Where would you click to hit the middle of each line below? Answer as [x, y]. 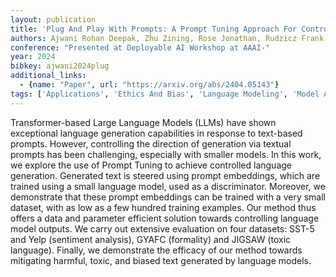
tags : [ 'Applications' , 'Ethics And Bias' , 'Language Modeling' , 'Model [165, 94]
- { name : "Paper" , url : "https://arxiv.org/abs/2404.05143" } [149, 85]
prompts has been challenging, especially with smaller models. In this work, [166, 154]
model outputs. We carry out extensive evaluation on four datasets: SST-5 [162, 228]
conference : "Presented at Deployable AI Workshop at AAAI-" [140, 47]
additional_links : [48, 76]
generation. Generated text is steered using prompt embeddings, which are [165, 175]
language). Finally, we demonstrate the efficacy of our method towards [156, 250]
